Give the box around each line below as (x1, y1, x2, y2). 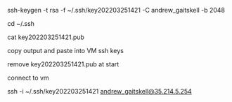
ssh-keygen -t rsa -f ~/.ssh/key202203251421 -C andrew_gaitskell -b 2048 (7, 6, 226, 14)
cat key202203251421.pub (7, 33, 84, 41)
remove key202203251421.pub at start (7, 60, 120, 68)
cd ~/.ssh (7, 20, 35, 27)
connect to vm (7, 73, 49, 82)
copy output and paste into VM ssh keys (7, 47, 124, 54)
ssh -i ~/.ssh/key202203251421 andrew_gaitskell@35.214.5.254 (7, 87, 192, 95)
